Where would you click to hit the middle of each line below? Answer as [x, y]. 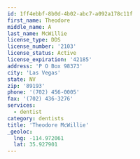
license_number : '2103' [42, 46]
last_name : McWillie [37, 33]
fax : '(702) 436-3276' [40, 99]
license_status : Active [42, 53]
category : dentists [36, 118]
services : [22, 106]
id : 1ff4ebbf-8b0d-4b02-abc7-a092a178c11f [70, 14]
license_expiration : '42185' [50, 60]
